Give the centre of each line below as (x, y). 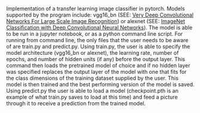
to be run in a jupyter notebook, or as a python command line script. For (95, 34)
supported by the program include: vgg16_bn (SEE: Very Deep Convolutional (100, 15)
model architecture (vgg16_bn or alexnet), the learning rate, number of (93, 53)
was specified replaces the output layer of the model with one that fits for (96, 72)
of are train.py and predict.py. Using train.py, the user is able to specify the (98, 46)
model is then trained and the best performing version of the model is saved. (101, 84)
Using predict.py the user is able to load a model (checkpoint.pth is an (93, 91)
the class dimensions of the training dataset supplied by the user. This (93, 78)
